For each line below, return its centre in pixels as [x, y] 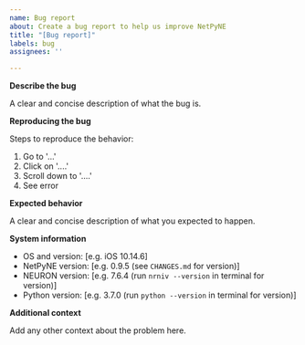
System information [48, 239]
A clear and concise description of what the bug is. [105, 104]
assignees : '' [37, 52]
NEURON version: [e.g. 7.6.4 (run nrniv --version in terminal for [143, 276]
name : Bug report [42, 18]
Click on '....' [46, 166]
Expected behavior [46, 204]
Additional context [46, 313]
